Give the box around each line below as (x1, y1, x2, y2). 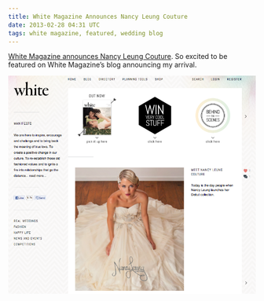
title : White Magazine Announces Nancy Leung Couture (8, 13, 189, 20)
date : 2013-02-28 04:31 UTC (8, 20, 101, 29)
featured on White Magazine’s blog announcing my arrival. (8, 60, 197, 70)
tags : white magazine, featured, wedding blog (8, 29, 163, 37)
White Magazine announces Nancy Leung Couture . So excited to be (8, 52, 228, 61)
